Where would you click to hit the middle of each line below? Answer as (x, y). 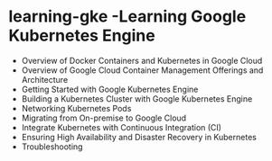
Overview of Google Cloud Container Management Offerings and (142, 70)
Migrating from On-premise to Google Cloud (104, 118)
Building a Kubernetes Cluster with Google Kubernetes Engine (137, 98)
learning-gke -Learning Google (127, 17)
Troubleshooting (52, 147)
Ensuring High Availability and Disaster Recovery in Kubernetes (139, 137)
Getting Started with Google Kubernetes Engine (110, 89)
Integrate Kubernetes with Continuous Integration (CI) (122, 127)
